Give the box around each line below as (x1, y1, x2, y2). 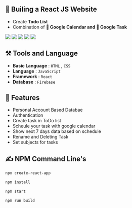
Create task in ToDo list (12, 118, 62, 124)
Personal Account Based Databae (12, 107, 83, 113)
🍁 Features (5, 93, 40, 102)
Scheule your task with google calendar (12, 123, 96, 129)
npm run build (5, 198, 35, 203)
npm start (5, 189, 26, 194)
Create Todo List (12, 18, 48, 24)
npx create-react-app (5, 170, 51, 176)
